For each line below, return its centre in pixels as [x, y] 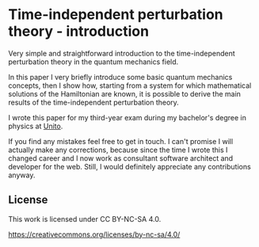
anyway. [22, 175]
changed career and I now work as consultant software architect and [121, 158]
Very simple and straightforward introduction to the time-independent [122, 53]
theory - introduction [78, 31]
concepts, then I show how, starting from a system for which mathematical [130, 85]
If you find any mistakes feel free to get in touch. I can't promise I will [121, 141]
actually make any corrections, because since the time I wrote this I [118, 150]
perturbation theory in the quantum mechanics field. [93, 62]
